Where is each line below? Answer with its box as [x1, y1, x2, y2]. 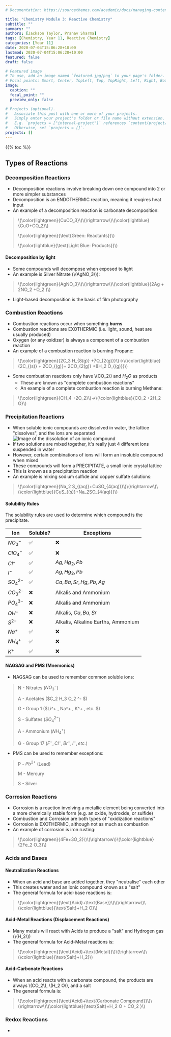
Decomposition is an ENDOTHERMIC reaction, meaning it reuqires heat [12, 197, 162, 203]
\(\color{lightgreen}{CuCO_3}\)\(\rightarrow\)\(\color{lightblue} [17, 218, 150, 224]
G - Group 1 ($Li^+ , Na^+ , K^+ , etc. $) [17, 705, 101, 711]
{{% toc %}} [5, 144, 32, 150]
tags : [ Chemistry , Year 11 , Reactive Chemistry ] [5, 36, 110, 41]
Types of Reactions [5, 159, 68, 167]
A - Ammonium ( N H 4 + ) [17, 727, 66, 735]
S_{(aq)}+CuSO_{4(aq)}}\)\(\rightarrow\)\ [72, 484, 158, 490]
